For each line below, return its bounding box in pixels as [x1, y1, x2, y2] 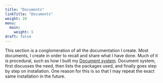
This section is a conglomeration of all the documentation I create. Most [5, 47, 149, 53]
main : [9, 25, 21, 30]
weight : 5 [14, 30, 34, 34]
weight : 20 [5, 16, 27, 21]
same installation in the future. [5, 73, 65, 79]
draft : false [5, 34, 32, 39]
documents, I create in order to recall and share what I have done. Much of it [5, 52, 158, 58]
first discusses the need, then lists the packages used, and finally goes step [5, 63, 157, 68]
